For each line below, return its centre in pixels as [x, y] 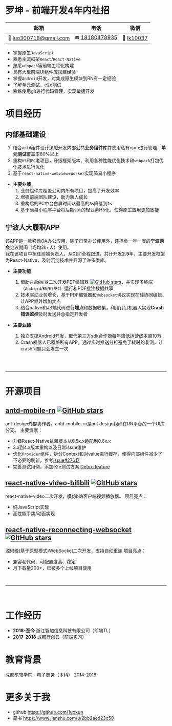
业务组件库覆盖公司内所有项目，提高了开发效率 [70, 190]
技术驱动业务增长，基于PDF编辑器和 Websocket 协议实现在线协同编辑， [93, 295]
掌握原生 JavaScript [33, 52]
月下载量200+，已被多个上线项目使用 [52, 568]
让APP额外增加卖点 [41, 301]
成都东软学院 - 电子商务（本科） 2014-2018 [51, 675]
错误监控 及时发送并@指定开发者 [54, 314]
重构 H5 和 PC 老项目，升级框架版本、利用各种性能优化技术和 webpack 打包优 [88, 160]
